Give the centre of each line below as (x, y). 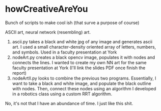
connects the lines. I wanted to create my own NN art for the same (79, 62)
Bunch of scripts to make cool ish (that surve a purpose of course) (72, 23)
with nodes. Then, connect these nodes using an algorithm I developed (84, 88)
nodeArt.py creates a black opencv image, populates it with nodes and (84, 57)
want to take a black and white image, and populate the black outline (81, 83)
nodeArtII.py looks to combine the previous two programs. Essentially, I (84, 78)
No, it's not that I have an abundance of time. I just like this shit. (69, 103)
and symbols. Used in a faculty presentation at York (64, 52)
